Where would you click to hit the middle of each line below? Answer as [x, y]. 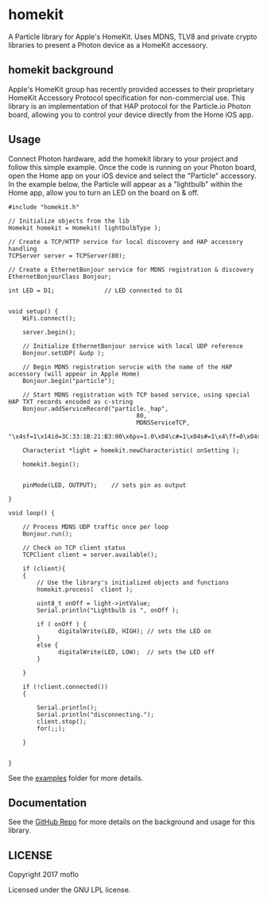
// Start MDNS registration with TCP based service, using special [136, 395]
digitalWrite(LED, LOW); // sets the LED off [137, 652]
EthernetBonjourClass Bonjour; [60, 276]
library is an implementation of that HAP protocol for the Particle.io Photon [130, 106]
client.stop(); [62, 721]
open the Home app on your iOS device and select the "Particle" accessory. [132, 176]
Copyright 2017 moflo [44, 875]
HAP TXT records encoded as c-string [71, 402]
